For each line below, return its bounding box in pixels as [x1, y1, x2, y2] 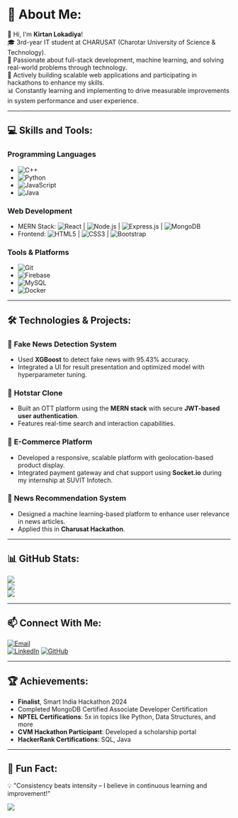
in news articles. [17, 517, 66, 525]
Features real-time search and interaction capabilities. [17, 419, 176, 428]
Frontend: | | [17, 229, 110, 238]
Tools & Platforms [7, 247, 69, 257]
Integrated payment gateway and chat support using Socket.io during [17, 468, 222, 476]
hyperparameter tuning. [17, 370, 87, 378]
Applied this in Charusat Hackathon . [17, 525, 125, 533]
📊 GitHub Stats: [7, 553, 80, 565]
